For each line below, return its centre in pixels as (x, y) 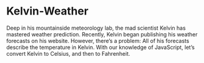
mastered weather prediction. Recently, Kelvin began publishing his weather (102, 34)
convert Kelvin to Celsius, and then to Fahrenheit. (68, 53)
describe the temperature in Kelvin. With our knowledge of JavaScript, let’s (100, 47)
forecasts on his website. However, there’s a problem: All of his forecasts (98, 41)
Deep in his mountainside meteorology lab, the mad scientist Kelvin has (96, 28)
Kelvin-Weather (47, 11)
